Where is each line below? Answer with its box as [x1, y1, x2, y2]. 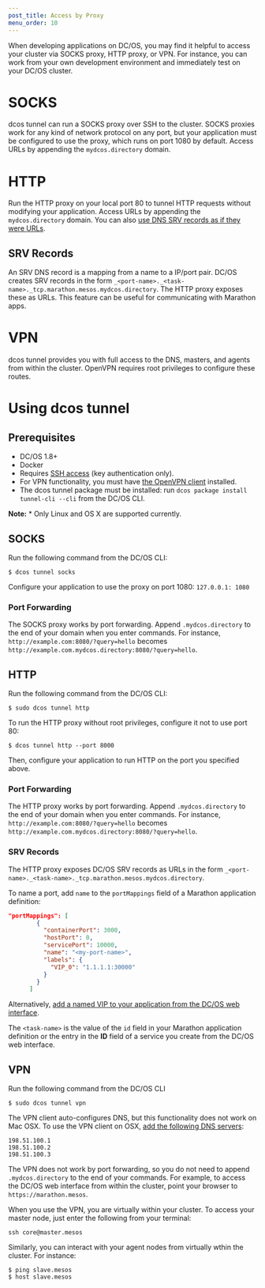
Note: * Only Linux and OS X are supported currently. [8, 509, 181, 518]
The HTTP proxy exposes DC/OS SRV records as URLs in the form [8, 864, 223, 874]
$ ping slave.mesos [8, 1266, 73, 1275]
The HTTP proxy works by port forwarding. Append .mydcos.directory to [8, 801, 246, 811]
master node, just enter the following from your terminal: [8, 1214, 192, 1223]
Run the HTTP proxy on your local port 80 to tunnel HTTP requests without [8, 198, 251, 208]
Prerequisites [8, 431, 76, 444]
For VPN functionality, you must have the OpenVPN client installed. [19, 477, 237, 487]
